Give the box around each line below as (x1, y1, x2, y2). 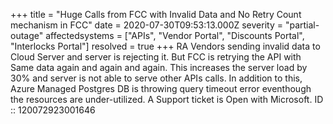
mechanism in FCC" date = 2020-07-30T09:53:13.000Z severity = (10, 19, 283, 31)
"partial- (284, 19, 320, 31)
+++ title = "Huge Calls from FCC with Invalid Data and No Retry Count (10, 9, 302, 20)
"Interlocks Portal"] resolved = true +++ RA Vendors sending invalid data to (10, 40, 321, 52)
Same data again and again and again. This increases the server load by (10, 62, 308, 73)
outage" (10, 30, 44, 41)
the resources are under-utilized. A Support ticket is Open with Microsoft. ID (10, 94, 324, 105)
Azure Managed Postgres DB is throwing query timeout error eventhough (10, 83, 312, 94)
